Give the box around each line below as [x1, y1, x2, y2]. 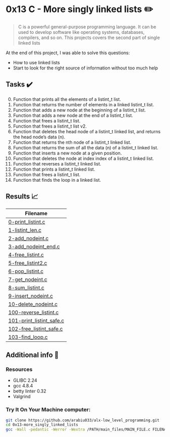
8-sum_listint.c [8, 284, 44, 291]
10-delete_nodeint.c [8, 300, 58, 307]
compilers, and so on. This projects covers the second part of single [18, 34, 160, 41]
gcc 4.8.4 [13, 383, 33, 389]
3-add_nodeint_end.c [8, 243, 60, 250]
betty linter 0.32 [13, 388, 46, 394]
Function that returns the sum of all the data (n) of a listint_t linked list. [13, 144, 158, 150]
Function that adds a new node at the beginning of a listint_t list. [13, 107, 146, 113]
